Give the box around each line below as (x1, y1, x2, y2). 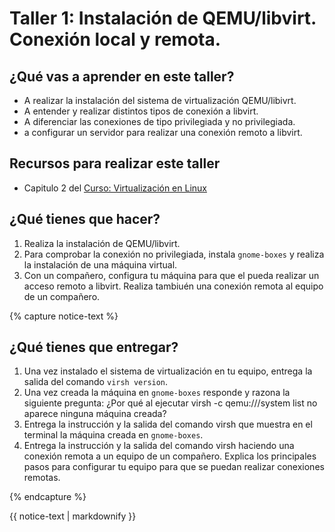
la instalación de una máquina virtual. (23, 258, 178, 271)
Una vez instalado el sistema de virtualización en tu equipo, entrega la (23, 365, 313, 377)
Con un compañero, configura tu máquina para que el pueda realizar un (23, 269, 320, 281)
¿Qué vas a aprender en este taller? (9, 68, 235, 85)
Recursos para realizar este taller (9, 155, 221, 172)
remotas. (23, 472, 61, 484)
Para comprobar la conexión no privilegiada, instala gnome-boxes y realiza (23, 248, 325, 260)
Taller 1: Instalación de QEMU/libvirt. (9, 7, 317, 30)
